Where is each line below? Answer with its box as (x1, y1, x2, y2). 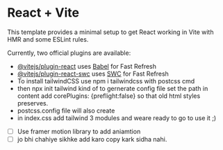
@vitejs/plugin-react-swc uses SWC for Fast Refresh (17, 69, 169, 78)
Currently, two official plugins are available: (7, 49, 131, 57)
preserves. (17, 99, 49, 107)
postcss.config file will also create (17, 106, 115, 115)
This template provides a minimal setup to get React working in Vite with (7, 28, 214, 36)
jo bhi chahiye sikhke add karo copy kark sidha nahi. (17, 135, 167, 143)
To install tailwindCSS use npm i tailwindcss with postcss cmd (17, 76, 195, 85)
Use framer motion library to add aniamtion (17, 127, 141, 135)
